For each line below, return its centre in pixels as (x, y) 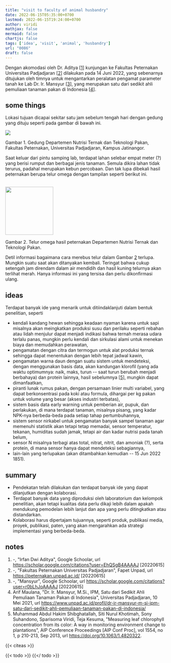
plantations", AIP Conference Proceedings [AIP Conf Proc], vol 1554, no (88, 630)
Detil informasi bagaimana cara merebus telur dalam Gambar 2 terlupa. (80, 258)
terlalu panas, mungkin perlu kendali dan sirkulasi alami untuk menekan (88, 339)
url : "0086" (18, 48)
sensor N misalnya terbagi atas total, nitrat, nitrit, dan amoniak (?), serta (88, 443)
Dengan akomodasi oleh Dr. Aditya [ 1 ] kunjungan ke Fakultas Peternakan (82, 68)
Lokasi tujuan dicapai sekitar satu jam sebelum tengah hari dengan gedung (84, 118)
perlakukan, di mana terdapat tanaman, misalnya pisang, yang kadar (84, 410)
